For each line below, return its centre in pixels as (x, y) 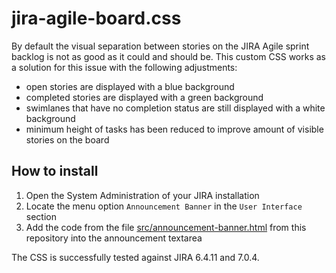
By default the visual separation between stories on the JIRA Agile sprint (160, 46)
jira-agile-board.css (96, 18)
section (41, 216)
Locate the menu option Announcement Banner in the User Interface (164, 206)
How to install (55, 171)
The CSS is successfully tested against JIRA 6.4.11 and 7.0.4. (135, 257)
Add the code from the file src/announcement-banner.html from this (166, 227)
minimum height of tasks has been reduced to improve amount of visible (174, 129)
